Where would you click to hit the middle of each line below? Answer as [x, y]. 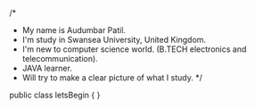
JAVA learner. [47, 68]
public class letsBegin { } [55, 95]
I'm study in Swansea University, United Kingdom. [114, 40]
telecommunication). [60, 59]
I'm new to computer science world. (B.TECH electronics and [134, 49]
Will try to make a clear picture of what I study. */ [112, 78]
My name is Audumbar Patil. [74, 30]
